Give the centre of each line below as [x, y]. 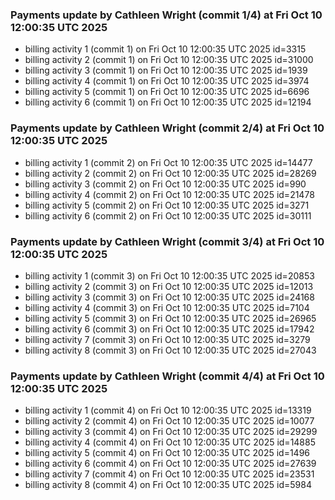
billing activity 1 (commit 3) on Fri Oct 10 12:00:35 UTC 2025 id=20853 [169, 275]
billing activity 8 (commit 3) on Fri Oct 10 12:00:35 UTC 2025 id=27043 [170, 350]
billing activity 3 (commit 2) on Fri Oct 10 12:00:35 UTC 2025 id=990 [165, 184]
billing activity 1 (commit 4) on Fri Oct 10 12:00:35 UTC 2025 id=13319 [168, 410]
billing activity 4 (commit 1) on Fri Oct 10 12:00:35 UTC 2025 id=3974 [167, 81]
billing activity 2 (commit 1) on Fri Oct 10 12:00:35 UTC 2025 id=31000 [169, 60]
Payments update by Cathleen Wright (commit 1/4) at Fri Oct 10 [166, 15]
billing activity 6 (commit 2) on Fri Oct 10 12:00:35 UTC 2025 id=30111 [168, 215]
